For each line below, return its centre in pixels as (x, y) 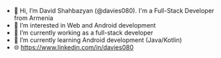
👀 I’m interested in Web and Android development (85, 25)
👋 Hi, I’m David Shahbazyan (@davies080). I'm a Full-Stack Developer (114, 11)
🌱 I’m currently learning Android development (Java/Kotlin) (98, 40)
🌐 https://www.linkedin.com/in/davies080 (74, 47)
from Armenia (33, 18)
